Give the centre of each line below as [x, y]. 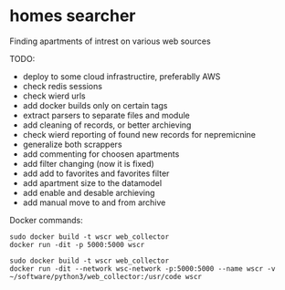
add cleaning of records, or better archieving [107, 125]
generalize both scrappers [72, 144]
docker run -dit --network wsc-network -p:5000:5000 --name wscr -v [142, 269]
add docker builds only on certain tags [95, 105]
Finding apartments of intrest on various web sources [111, 41]
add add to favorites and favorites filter [96, 173]
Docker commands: [47, 220]
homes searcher [73, 16]
